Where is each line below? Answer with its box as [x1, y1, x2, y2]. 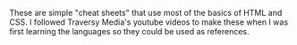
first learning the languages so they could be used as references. [9, 26, 250, 36]
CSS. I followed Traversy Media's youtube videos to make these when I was [9, 17, 289, 27]
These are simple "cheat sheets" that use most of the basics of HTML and [9, 8, 283, 18]
